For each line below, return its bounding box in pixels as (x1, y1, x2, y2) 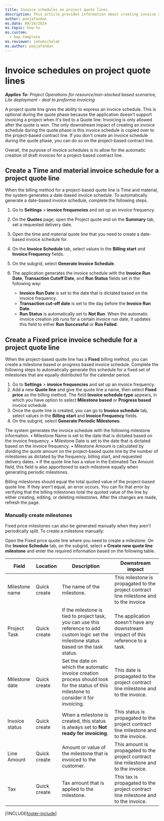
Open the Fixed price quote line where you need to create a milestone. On (5, 538, 154, 544)
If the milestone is (61, 607, 102, 613)
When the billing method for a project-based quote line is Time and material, (5, 187, 159, 193)
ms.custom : (5, 30, 27, 35)
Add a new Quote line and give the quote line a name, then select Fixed (12, 387, 157, 393)
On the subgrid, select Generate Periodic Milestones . (12, 418, 121, 424)
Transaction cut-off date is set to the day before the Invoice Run (19, 300, 151, 307)
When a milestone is (61, 712, 108, 718)
